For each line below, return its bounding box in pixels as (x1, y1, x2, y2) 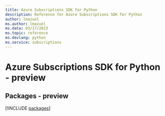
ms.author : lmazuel (5, 21, 46, 26)
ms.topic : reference (5, 30, 49, 35)
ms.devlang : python (5, 35, 46, 40)
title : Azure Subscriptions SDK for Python (5, 7, 98, 12)
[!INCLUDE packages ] (5, 105, 51, 111)
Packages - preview (5, 92, 69, 100)
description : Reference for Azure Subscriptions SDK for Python (5, 12, 142, 17)
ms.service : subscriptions (5, 40, 62, 45)
